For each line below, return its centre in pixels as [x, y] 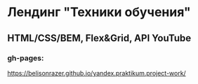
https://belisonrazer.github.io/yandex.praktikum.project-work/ [97, 73]
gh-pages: [26, 58]
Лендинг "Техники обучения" [99, 12]
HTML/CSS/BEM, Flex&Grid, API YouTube [99, 38]
